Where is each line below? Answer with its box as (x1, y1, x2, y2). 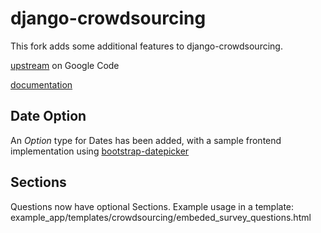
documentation (10, 78, 73, 91)
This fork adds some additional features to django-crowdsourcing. (10, 40, 283, 52)
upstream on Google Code (10, 59, 120, 71)
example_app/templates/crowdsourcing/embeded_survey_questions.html (10, 211, 312, 223)
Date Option (10, 108, 87, 125)
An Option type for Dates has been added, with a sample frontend (10, 134, 282, 146)
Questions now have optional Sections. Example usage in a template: (10, 200, 295, 212)
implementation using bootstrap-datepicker (10, 145, 190, 157)
